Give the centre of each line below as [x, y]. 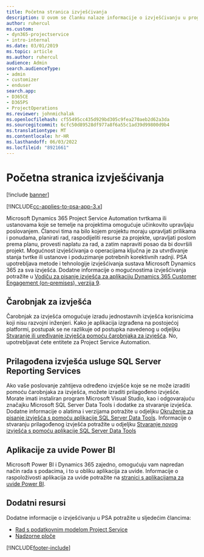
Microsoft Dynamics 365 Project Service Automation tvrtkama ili [87, 218]
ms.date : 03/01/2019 [32, 46]
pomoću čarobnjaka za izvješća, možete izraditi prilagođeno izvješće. [93, 392]
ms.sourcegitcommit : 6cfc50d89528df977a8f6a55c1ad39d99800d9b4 [88, 125]
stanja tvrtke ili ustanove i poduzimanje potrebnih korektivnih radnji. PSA [97, 257]
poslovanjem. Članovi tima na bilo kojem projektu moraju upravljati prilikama [101, 231]
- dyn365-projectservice [38, 35]
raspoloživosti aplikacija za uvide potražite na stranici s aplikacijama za [95, 477]
